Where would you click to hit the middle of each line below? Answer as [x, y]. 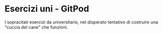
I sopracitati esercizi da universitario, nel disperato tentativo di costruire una [81, 22]
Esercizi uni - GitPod [47, 9]
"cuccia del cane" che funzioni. [36, 27]
